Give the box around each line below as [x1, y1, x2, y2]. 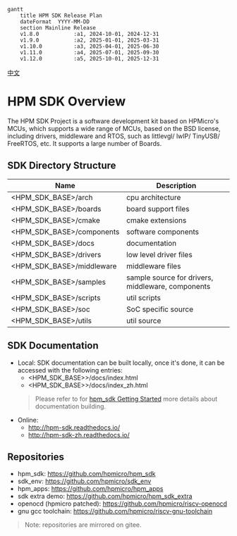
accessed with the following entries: [17, 366, 123, 374]
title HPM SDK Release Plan [20, 12, 102, 19]
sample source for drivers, [126, 273, 214, 282]
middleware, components [126, 281, 211, 291]
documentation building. [35, 401, 107, 411]
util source [126, 316, 162, 325]
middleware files [126, 261, 181, 270]
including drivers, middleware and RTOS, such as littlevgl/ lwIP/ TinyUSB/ [7, 132, 220, 140]
